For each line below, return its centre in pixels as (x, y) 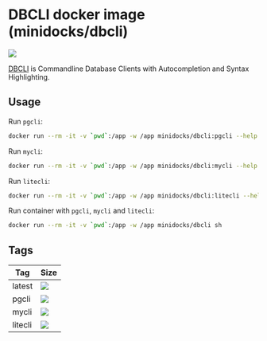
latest (23, 286)
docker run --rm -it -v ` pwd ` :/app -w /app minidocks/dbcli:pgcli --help (133, 136)
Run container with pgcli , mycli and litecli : (81, 211)
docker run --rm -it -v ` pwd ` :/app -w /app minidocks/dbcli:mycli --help (133, 166)
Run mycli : (26, 151)
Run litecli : (29, 181)
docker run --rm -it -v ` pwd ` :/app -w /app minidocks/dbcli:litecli (124, 196)
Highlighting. (29, 76)
